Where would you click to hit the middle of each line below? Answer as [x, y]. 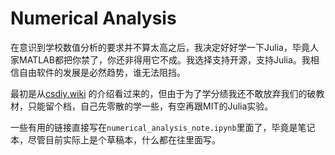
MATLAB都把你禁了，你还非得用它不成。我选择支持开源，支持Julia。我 [164, 59]
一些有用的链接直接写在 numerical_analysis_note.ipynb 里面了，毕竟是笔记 [163, 127]
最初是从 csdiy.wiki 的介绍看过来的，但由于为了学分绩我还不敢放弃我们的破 [163, 93]
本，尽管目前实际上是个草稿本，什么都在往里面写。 [115, 139]
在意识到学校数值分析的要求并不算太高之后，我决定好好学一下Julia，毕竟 [160, 47]
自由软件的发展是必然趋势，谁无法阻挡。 [102, 72]
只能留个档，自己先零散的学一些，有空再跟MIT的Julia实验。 [150, 106]
